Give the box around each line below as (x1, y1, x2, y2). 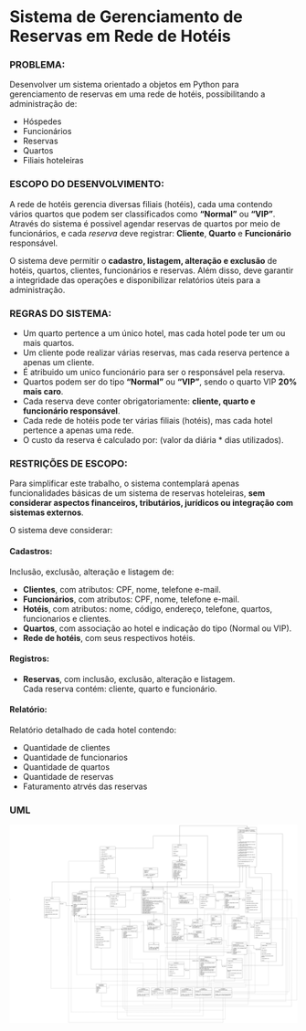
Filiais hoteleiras (22, 155, 84, 166)
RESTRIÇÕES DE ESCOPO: (9, 458, 128, 469)
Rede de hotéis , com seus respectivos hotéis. (22, 632, 195, 643)
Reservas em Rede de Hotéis (9, 26, 231, 47)
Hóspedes (22, 116, 62, 127)
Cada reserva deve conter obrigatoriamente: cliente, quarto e (22, 395, 256, 407)
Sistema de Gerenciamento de (9, 6, 244, 27)
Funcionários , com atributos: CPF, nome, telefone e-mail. (22, 594, 240, 605)
